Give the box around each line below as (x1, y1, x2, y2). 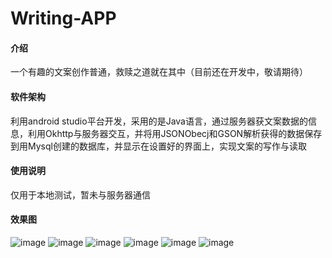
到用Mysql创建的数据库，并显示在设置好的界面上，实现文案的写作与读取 (10, 140, 307, 152)
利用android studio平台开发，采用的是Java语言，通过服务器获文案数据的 (10, 115, 308, 127)
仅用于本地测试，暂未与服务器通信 (10, 188, 151, 201)
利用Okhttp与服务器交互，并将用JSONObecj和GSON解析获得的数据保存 (27, 127, 323, 139)
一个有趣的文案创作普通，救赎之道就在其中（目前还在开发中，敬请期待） (10, 66, 308, 78)
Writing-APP (10, 7, 117, 30)
